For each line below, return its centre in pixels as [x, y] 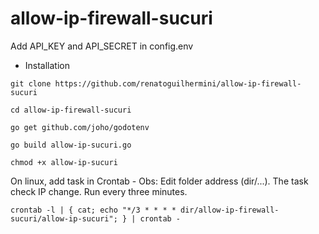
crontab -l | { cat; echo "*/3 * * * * [93, 210]
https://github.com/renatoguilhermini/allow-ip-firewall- [178, 83]
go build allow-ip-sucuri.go [71, 145]
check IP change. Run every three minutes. [99, 191]
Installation [47, 65]
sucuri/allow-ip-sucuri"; [64, 218]
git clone [31, 83]
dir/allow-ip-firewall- [230, 210]
